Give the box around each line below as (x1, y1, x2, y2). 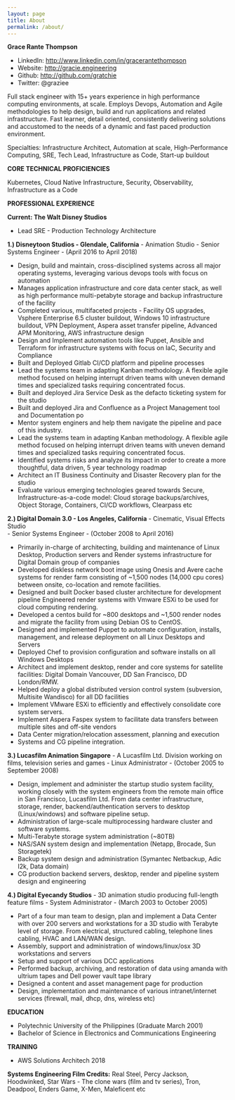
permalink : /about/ (7, 23, 65, 30)
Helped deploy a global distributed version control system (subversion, (17, 685, 222, 694)
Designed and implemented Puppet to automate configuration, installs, (17, 625, 222, 634)
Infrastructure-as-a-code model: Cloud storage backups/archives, (17, 494, 210, 502)
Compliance (17, 351, 53, 360)
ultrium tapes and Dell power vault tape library (17, 972, 152, 980)
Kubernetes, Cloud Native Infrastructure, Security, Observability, (7, 178, 194, 187)
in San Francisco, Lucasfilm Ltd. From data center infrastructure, (17, 795, 204, 804)
